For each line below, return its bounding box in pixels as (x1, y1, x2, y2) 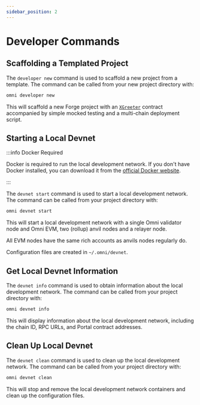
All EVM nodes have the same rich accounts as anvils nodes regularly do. (6, 237, 187, 244)
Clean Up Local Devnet (6, 341, 93, 351)
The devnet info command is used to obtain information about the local (6, 282, 183, 289)
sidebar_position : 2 (6, 8, 58, 15)
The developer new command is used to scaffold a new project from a (6, 74, 178, 81)
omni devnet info (6, 306, 50, 312)
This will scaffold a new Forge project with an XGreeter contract (6, 103, 163, 110)
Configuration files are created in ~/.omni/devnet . (6, 249, 128, 256)
